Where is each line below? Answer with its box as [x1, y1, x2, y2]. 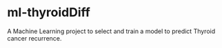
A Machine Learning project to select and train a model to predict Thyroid [7, 27, 216, 35]
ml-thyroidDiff [7, 5, 91, 20]
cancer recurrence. [7, 34, 62, 42]
